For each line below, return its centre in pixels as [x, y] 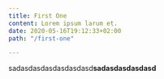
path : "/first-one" [41, 38]
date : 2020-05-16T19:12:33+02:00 [65, 31]
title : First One [38, 16]
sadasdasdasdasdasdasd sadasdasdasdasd [82, 69]
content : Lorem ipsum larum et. [63, 23]
